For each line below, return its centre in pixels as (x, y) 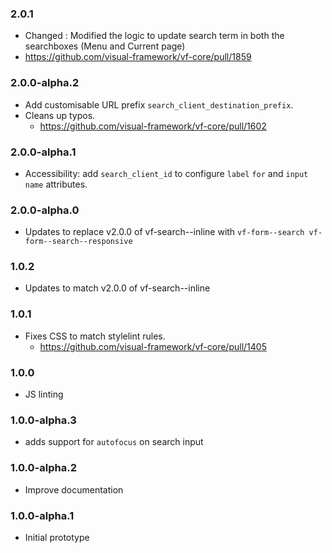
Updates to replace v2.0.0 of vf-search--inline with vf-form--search (164, 232)
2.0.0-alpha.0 (45, 210)
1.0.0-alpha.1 (42, 515)
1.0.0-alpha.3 (43, 420)
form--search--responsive (78, 242)
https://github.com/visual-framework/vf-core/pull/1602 (153, 126)
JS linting (44, 394)
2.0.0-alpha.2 (45, 83)
